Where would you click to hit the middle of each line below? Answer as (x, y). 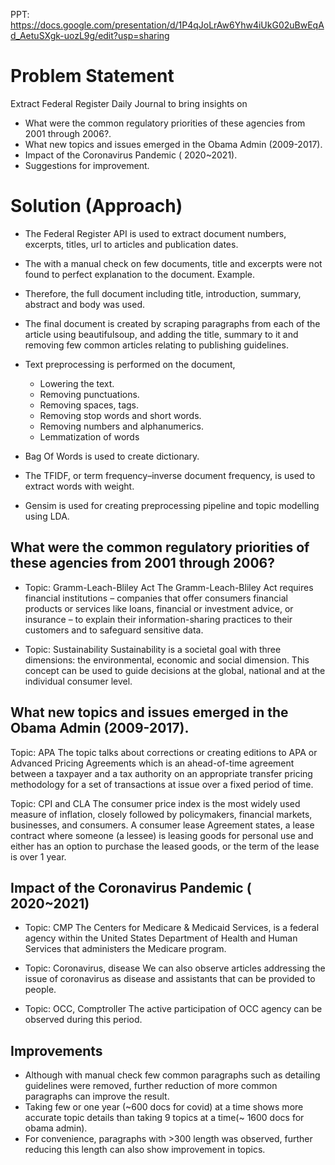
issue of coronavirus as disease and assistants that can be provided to (170, 979)
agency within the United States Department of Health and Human (161, 938)
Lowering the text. (77, 383)
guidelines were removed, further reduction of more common (151, 1086)
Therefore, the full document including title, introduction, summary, (163, 293)
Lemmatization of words (89, 436)
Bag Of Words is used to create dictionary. (112, 456)
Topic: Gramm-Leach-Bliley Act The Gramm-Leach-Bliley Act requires (169, 587)
